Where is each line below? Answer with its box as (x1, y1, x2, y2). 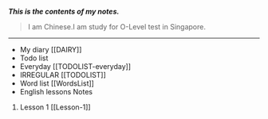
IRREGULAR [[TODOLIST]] (19, 71, 106, 79)
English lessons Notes (19, 87, 93, 96)
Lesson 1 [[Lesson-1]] (19, 102, 91, 112)
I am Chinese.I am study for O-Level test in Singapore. (27, 22, 206, 31)
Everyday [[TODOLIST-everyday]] (19, 62, 132, 71)
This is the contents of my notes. (8, 7, 120, 16)
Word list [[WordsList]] (19, 79, 94, 88)
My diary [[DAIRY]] (19, 45, 82, 54)
